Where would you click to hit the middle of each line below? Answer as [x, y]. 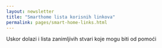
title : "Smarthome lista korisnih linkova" [61, 17]
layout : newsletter [30, 11]
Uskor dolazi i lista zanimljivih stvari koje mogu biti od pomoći [81, 39]
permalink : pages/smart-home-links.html [57, 22]
